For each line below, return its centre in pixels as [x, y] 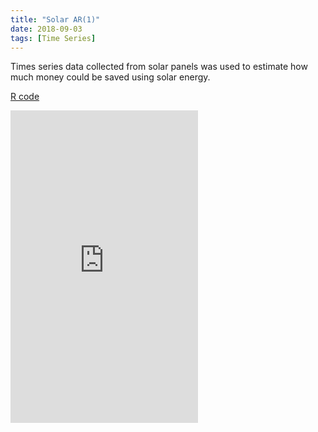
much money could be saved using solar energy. [110, 77]
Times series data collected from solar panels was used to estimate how [159, 67]
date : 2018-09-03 [46, 29]
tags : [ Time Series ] [53, 38]
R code [25, 97]
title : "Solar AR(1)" [55, 19]
